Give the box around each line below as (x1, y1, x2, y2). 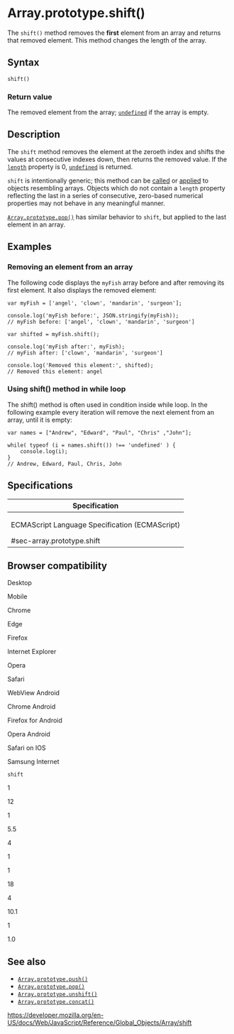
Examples (7, 241, 52, 253)
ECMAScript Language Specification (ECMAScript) (11, 520, 181, 530)
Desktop (7, 579, 32, 587)
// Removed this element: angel (7, 368, 103, 375)
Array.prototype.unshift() (17, 991, 98, 998)
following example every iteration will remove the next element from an (7, 408, 215, 416)
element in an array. (7, 220, 66, 229)
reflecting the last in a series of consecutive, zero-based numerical (7, 191, 204, 200)
